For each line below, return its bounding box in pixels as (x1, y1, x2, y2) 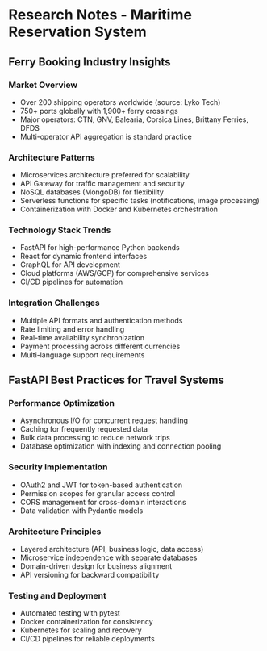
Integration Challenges (8, 297, 100, 308)
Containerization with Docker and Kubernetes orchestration (19, 204, 218, 215)
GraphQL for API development (19, 260, 121, 269)
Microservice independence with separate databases (19, 553, 198, 562)
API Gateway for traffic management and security (19, 179, 186, 189)
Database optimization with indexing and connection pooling (19, 441, 222, 451)
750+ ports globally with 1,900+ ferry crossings (19, 106, 179, 115)
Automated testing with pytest (19, 608, 121, 618)
